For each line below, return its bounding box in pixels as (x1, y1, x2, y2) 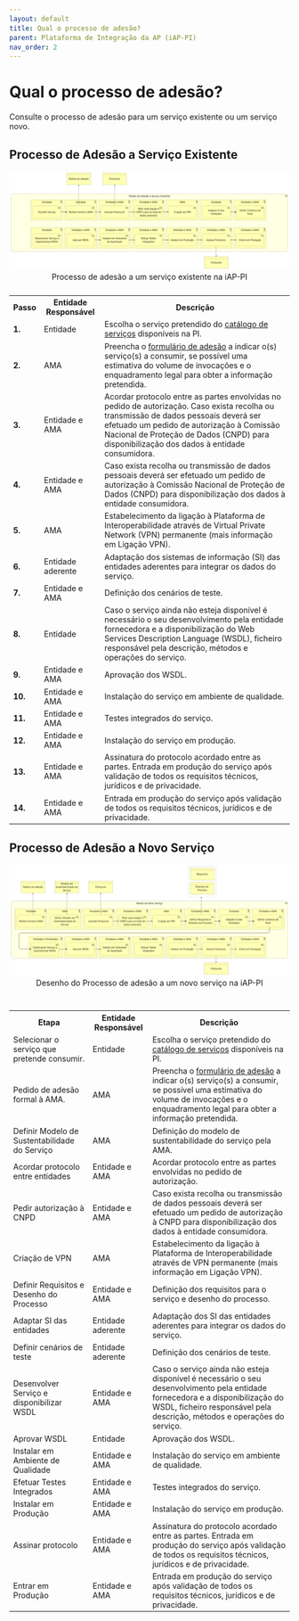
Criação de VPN (12, 1253, 72, 1263)
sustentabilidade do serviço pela (152, 1135, 271, 1146)
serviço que (12, 1044, 57, 1055)
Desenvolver (12, 1378, 60, 1388)
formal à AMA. (12, 1094, 66, 1105)
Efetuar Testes (12, 1477, 67, 1488)
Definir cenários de (12, 1342, 83, 1353)
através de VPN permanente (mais (152, 1257, 279, 1268)
